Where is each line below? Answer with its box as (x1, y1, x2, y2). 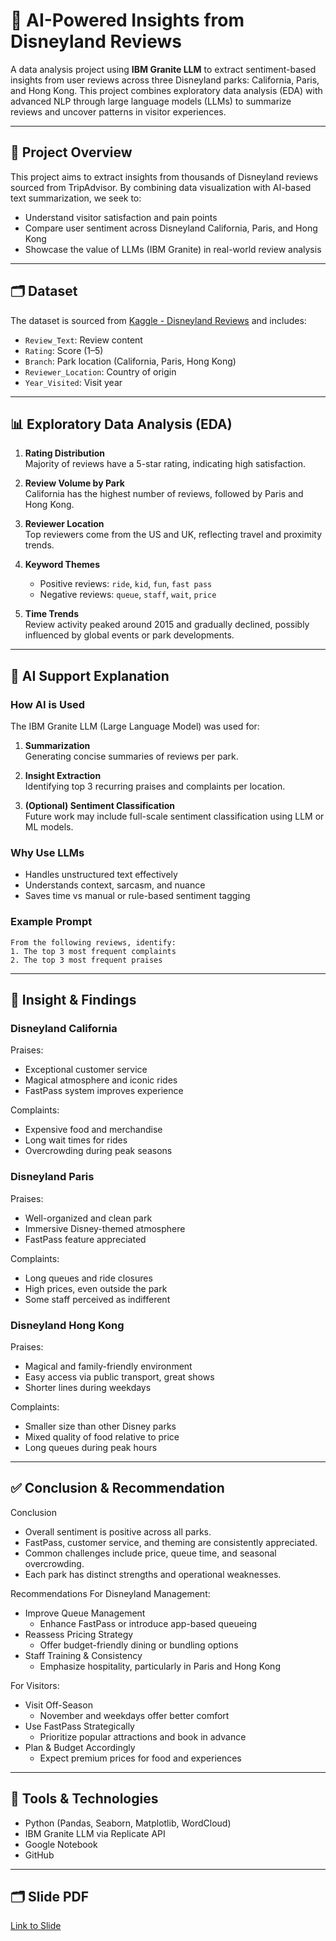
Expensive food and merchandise (24, 1124, 163, 1136)
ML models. (24, 821, 74, 833)
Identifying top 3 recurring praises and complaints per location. (24, 780, 286, 793)
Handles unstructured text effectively (24, 869, 178, 881)
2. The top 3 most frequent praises (10, 955, 163, 965)
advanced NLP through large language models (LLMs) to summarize (10, 95, 292, 107)
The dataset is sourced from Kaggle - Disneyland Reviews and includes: (10, 314, 307, 326)
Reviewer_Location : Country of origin (24, 365, 177, 378)
